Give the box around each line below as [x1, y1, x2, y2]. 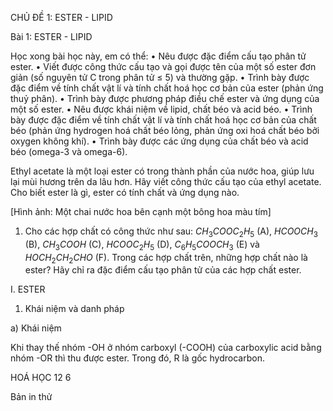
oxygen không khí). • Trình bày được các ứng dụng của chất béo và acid [10, 135, 309, 147]
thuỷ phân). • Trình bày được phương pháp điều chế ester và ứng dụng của [10, 93, 320, 104]
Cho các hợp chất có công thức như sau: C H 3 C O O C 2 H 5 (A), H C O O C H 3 [24, 225, 318, 239]
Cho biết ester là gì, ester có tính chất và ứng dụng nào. [10, 187, 240, 198]
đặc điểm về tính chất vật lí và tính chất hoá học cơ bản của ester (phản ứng [10, 82, 324, 94]
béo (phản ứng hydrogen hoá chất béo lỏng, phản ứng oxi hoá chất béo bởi [10, 125, 320, 136]
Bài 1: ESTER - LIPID [10, 31, 93, 42]
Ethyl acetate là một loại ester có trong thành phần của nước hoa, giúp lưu [10, 165, 315, 177]
